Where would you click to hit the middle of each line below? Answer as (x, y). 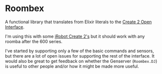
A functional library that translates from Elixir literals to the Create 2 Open (79, 22)
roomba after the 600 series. (34, 41)
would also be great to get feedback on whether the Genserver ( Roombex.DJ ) (81, 61)
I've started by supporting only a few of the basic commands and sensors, (80, 51)
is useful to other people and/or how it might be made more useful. (72, 66)
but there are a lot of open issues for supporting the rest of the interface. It (80, 56)
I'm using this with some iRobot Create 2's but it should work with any (75, 36)
